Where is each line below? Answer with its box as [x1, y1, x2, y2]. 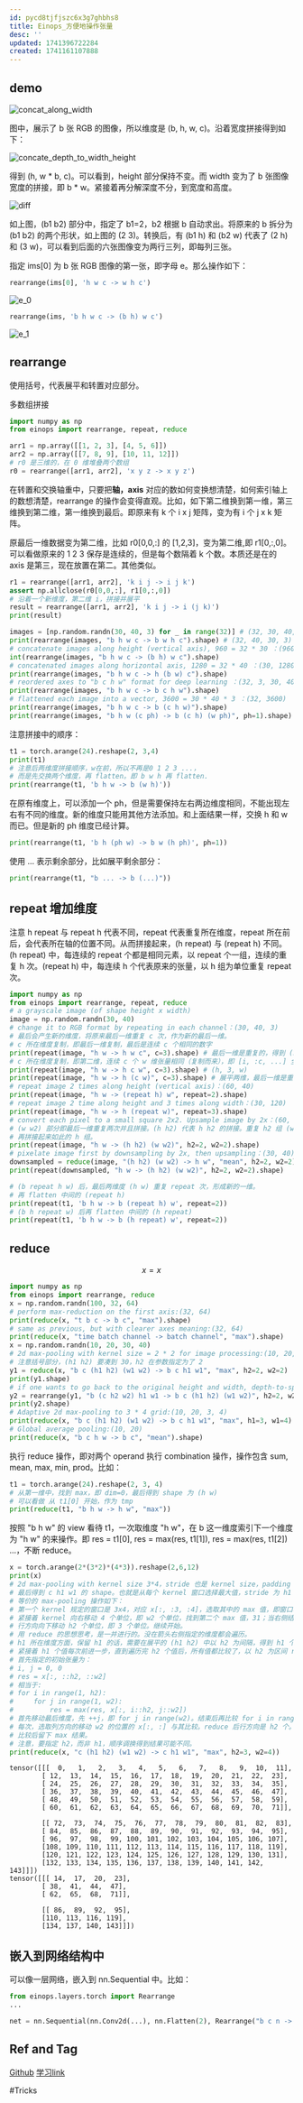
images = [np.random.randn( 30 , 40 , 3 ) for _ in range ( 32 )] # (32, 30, [9, 628, 280, 637]
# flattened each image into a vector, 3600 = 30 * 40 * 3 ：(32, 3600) [9, 695, 287, 704]
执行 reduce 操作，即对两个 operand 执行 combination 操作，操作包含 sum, [9, 1450, 289, 1462]
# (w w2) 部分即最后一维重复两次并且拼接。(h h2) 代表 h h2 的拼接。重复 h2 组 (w [9, 1124, 295, 1133]
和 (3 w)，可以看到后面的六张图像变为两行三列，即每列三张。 [9, 241, 237, 252]
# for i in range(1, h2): [9, 1689, 106, 1698]
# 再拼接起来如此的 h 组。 [9, 1132, 97, 1141]
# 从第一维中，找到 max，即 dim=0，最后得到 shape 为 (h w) [9, 1488, 218, 1498]
